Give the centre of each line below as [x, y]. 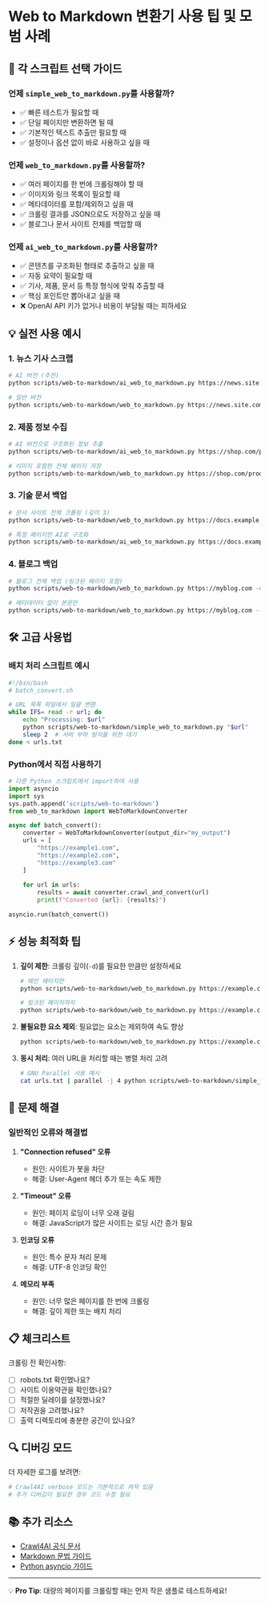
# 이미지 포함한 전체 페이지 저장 [55, 466]
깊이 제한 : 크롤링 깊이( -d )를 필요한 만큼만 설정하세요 [100, 966]
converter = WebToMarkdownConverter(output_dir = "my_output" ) [126, 833]
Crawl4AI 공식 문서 [50, 1546]
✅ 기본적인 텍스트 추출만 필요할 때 [73, 132]
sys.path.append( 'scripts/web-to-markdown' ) [84, 804]
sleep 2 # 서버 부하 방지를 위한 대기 [80, 734]
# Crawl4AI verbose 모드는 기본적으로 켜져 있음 [81, 1488]
